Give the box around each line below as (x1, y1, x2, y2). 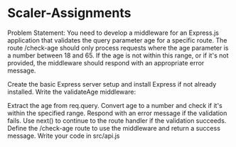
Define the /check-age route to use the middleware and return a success (7, 124, 220, 132)
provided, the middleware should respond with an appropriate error (7, 58, 205, 67)
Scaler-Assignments (7, 5, 132, 21)
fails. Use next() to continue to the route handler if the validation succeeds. (7, 116, 227, 125)
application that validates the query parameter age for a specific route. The (7, 36, 227, 44)
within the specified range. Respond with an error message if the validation (7, 109, 227, 117)
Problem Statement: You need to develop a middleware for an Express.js (7, 28, 219, 37)
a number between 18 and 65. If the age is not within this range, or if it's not (7, 51, 229, 60)
